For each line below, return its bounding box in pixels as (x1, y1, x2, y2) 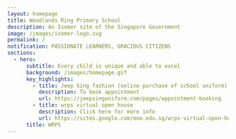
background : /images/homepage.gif (25, 69, 128, 76)
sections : (7, 50, 37, 57)
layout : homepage (7, 10, 58, 18)
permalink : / (7, 37, 46, 44)
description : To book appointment (38, 88, 140, 95)
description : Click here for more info (38, 108, 156, 115)
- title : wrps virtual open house (32, 102, 133, 109)
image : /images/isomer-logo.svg (7, 29, 102, 37)
